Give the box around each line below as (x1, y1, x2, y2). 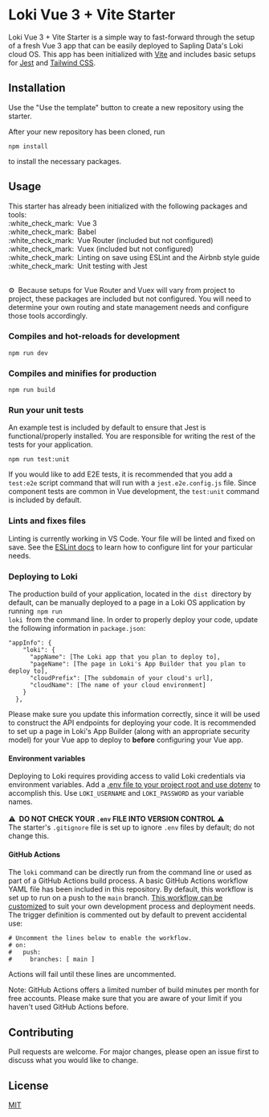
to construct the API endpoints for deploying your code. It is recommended (8, 718, 257, 727)
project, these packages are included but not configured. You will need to (8, 294, 251, 303)
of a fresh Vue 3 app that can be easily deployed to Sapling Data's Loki (8, 40, 243, 50)
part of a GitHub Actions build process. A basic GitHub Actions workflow (8, 876, 249, 886)
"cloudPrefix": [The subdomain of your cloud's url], (29, 674, 214, 682)
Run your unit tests (8, 405, 84, 416)
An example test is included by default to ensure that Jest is (8, 422, 206, 432)
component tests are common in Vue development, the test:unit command (8, 487, 259, 497)
